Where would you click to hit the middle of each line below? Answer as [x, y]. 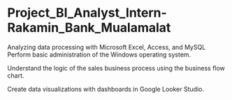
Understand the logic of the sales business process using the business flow [116, 68]
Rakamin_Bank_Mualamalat [89, 28]
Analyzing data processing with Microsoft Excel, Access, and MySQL [107, 47]
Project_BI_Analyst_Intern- [87, 13]
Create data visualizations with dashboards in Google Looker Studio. [106, 89]
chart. [16, 76]
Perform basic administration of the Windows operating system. [99, 55]
